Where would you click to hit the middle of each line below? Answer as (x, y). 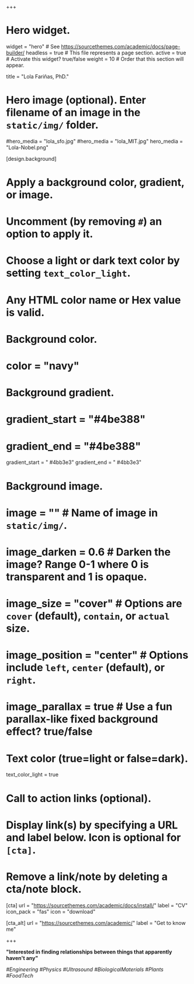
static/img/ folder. (52, 125)
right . (21, 680)
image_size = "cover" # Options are (94, 604)
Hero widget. (38, 30)
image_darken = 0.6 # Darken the (89, 552)
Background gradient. (60, 393)
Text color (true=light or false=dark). (97, 758)
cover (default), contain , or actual (88, 616)
